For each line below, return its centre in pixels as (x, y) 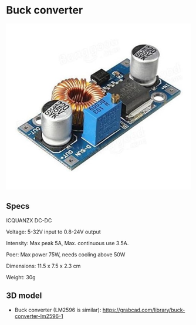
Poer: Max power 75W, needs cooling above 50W (66, 254)
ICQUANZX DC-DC (29, 220)
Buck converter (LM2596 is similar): (58, 310)
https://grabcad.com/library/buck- (144, 310)
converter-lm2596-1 (39, 316)
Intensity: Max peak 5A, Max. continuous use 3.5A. (67, 243)
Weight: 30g (21, 277)
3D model (24, 296)
